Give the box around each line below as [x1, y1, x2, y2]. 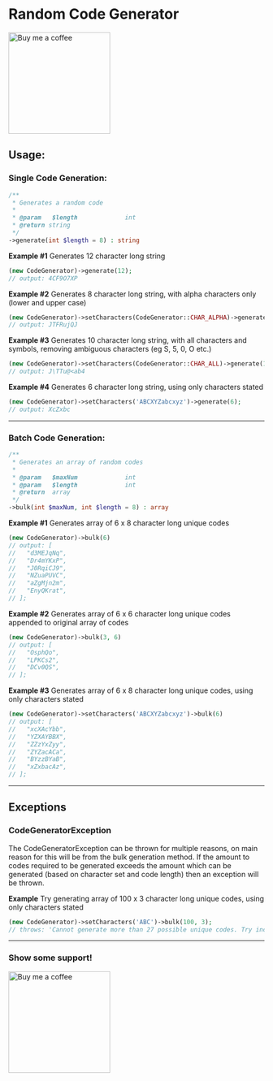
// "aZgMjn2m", [8, 579, 67, 587]
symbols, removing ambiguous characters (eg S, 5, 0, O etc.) [8, 344, 212, 354]
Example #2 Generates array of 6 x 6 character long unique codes [8, 608, 232, 618]
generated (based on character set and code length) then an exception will [8, 869, 259, 879]
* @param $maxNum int [11, 473, 136, 482]
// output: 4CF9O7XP [8, 274, 79, 283]
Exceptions [8, 801, 67, 815]
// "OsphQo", [8, 648, 60, 656]
